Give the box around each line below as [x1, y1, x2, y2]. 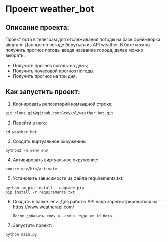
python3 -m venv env [5, 148, 49, 153]
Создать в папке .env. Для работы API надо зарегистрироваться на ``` [12, 198, 163, 204]
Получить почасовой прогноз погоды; [12, 68, 95, 74]
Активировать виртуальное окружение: [12, 157, 99, 163]
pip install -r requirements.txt [5, 190, 75, 195]
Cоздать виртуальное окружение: [12, 138, 87, 144]
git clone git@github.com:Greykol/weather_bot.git [5, 110, 114, 116]
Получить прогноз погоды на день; [12, 63, 88, 68]
